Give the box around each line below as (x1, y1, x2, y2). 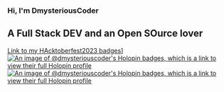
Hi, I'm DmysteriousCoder (7, 6, 99, 16)
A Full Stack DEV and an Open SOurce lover (7, 28, 203, 40)
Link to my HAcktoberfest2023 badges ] (7, 46, 124, 54)
